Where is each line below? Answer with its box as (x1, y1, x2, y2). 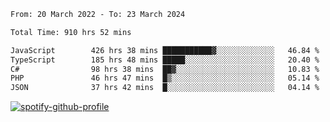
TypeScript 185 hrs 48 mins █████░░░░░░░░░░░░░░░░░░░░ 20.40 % (10, 55, 320, 65)
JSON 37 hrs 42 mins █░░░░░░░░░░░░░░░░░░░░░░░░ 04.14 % (10, 83, 320, 93)
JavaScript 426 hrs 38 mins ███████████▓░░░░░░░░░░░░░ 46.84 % (10, 45, 320, 55)
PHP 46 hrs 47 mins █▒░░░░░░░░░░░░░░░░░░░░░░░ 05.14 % (10, 73, 320, 84)
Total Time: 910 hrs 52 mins (10, 27, 132, 37)
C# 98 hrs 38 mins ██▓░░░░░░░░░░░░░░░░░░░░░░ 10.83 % (10, 64, 320, 74)
